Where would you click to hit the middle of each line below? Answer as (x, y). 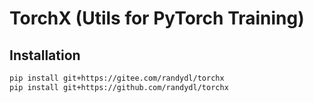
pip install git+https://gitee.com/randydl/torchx (117, 78)
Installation (45, 55)
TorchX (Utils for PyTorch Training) (157, 18)
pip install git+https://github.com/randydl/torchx (119, 87)
